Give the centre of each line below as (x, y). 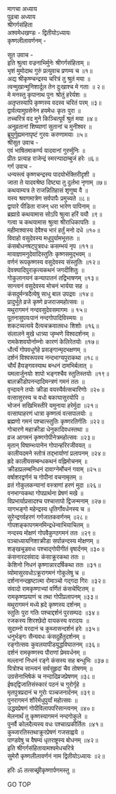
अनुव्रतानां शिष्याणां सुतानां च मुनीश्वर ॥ (50, 126)
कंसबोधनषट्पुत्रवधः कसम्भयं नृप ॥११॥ (50, 246)
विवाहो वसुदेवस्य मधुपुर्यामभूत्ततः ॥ (44, 238)
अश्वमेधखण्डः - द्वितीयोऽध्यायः (39, 33)
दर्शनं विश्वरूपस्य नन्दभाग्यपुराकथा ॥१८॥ (53, 358)
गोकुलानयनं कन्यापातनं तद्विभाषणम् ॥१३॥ (53, 278)
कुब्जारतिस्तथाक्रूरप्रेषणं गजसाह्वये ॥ (46, 732)
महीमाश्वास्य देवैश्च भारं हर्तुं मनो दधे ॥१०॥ (54, 230)
